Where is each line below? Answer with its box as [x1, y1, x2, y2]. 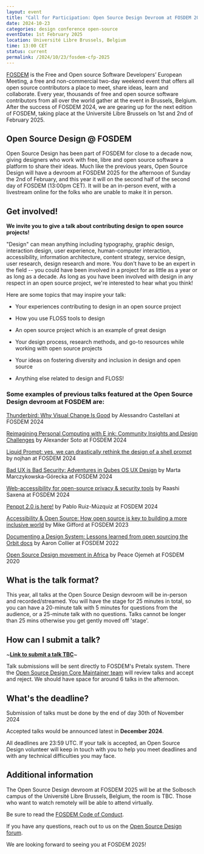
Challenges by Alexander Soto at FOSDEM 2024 [6, 436, 127, 443]
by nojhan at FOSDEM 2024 [6, 454, 76, 462]
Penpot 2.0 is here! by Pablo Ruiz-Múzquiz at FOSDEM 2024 [6, 502, 158, 510]
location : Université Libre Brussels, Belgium [6, 37, 126, 43]
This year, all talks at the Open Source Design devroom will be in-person [6, 591, 188, 599]
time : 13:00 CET [6, 43, 47, 49]
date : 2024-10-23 [6, 20, 50, 26]
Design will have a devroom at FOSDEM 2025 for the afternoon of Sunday [6, 169, 191, 176]
